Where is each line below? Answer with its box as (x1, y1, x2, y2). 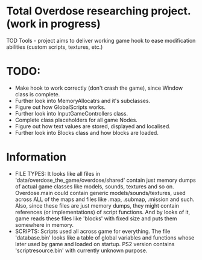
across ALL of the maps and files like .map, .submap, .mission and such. (14, 196, 195, 203)
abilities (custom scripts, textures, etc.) (6, 43, 103, 51)
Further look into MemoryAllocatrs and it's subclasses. (14, 97, 151, 104)
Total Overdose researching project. (6, 4, 191, 18)
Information (6, 150, 66, 164)
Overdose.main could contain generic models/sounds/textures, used (14, 189, 186, 196)
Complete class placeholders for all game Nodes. (14, 116, 137, 123)
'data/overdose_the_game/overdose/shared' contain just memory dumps (14, 176, 196, 184)
